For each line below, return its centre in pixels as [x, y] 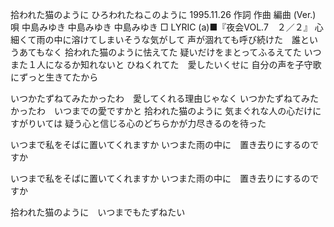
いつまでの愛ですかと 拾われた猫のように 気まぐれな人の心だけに [187, 111]
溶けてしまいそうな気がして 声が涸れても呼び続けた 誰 [186, 39]
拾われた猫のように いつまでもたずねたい [98, 212]
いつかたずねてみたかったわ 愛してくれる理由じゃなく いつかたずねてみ [160, 98]
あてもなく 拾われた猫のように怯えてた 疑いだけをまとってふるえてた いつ [170, 52]
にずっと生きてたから [54, 77]
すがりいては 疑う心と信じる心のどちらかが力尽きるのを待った [138, 123]
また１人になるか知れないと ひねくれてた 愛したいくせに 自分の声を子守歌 [166, 64]
